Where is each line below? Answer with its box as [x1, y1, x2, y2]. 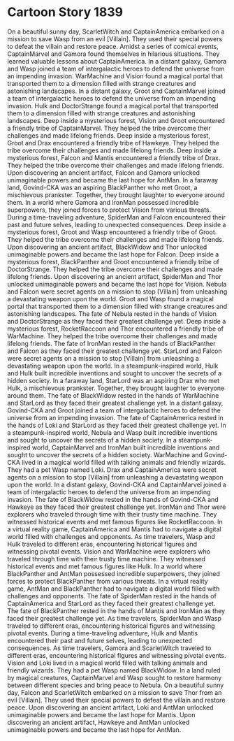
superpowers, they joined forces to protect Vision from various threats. [7, 206, 212, 214]
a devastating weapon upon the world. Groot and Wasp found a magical [7, 294, 214, 303]
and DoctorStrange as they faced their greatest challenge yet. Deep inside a [7, 317, 226, 325]
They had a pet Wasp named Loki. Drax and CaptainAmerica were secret [7, 466, 217, 474]
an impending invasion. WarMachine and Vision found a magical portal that [7, 71, 224, 80]
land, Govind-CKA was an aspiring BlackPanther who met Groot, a [7, 183, 198, 192]
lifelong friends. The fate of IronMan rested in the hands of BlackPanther [7, 339, 216, 347]
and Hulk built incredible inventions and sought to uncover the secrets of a [7, 368, 222, 377]
